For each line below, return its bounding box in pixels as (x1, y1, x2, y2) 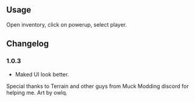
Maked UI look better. (15, 70, 69, 78)
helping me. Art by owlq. (6, 89, 68, 96)
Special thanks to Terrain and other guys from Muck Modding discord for (6, 82, 190, 90)
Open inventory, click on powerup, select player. (6, 21, 128, 28)
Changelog (6, 39, 49, 49)
